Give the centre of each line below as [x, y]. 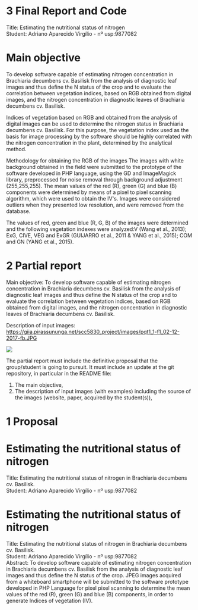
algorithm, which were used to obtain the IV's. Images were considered [93, 198]
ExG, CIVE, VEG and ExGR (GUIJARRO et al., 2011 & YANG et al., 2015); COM [99, 235]
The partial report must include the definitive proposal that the [82, 361]
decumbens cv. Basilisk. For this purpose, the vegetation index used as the [98, 130]
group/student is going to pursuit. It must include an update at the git [90, 367]
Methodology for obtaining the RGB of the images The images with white [95, 160]
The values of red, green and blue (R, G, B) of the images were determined [97, 223]
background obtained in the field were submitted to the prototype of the [94, 167]
